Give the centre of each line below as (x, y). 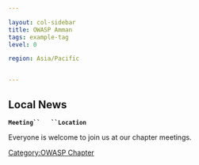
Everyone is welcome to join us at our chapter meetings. (100, 137)
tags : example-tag (38, 37)
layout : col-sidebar (42, 22)
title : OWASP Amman (40, 30)
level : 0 (23, 44)
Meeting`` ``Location (48, 122)
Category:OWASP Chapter (52, 152)
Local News (38, 105)
